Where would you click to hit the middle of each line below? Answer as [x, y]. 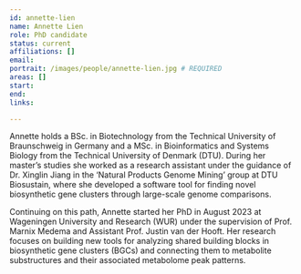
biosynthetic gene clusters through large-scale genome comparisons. [140, 194]
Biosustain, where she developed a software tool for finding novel [133, 185]
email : [22, 60]
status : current [40, 43]
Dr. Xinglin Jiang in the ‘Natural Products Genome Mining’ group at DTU [144, 175]
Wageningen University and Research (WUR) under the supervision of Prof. [151, 222]
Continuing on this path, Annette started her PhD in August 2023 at [135, 212]
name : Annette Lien [47, 26]
